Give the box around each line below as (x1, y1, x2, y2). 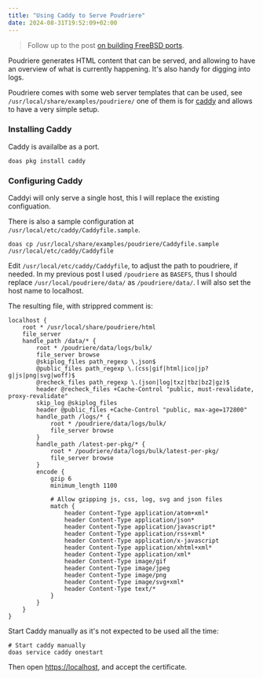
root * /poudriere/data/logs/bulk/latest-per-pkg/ (49, 448, 220, 456)
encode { (36, 468, 65, 476)
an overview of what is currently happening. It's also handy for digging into (8, 64, 251, 73)
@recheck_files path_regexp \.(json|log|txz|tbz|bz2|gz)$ (36, 378, 230, 386)
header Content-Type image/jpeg (64, 564, 170, 573)
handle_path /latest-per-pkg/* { (36, 441, 146, 448)
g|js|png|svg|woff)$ (8, 371, 76, 380)
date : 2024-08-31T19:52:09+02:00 (8, 19, 118, 27)
